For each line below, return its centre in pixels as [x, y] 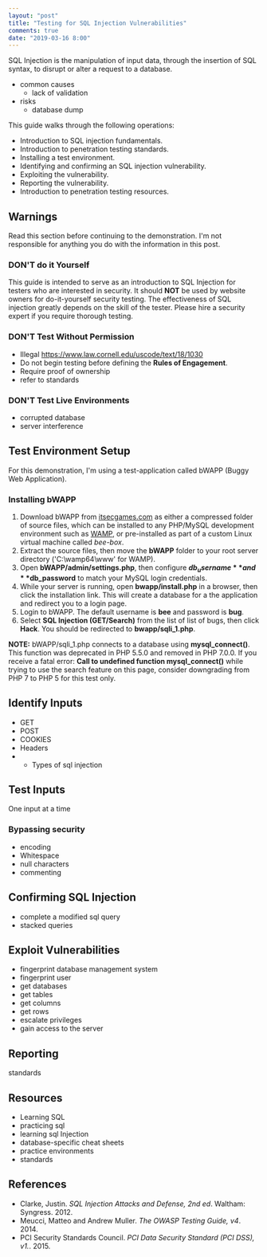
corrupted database [52, 417]
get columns [40, 1003]
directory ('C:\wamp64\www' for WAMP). [87, 560]
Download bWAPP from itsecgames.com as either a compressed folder [136, 517]
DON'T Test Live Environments [69, 400]
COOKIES [35, 739]
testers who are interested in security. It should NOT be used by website [127, 291]
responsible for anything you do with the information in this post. [114, 245]
